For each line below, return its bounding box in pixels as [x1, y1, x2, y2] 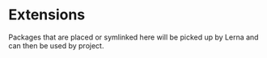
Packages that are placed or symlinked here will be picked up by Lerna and [8, 32, 259, 42]
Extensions [8, 6, 86, 24]
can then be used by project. [8, 40, 104, 50]
